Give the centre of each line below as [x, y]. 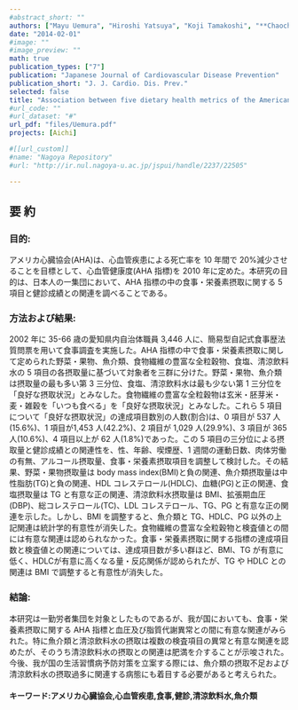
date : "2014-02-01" [45, 34]
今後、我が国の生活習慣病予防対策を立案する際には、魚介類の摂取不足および [149, 663]
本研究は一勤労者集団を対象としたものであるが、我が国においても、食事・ [145, 619]
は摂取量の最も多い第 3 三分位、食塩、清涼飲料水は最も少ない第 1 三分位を [146, 383]
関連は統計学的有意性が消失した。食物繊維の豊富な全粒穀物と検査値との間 [153, 528]
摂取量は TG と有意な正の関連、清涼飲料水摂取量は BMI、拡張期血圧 [141, 494]
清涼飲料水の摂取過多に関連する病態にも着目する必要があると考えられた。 [145, 674]
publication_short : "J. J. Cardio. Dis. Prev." [99, 83]
